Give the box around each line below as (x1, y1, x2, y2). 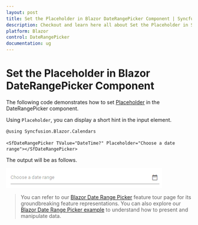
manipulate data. (20, 212, 62, 219)
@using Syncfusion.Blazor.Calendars (6, 128, 96, 134)
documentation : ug (6, 41, 51, 47)
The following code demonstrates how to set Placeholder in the (6, 98, 160, 105)
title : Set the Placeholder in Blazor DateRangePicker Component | (6, 15, 176, 22)
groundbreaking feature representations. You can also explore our (20, 200, 181, 207)
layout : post (6, 9, 38, 15)
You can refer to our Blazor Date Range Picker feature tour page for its (20, 193, 192, 200)
